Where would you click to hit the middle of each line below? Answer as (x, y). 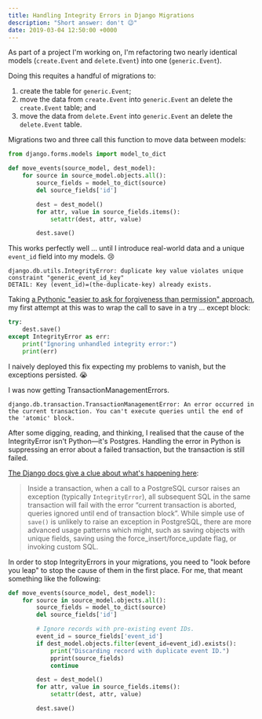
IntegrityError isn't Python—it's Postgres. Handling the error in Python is (125, 441)
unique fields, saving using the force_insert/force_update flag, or (132, 538)
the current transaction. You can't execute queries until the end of (126, 411)
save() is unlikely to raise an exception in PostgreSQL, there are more (139, 521)
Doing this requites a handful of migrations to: (82, 76)
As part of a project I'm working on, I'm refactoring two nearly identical (123, 53)
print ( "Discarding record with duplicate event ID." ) (140, 651)
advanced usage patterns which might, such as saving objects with (136, 530)
